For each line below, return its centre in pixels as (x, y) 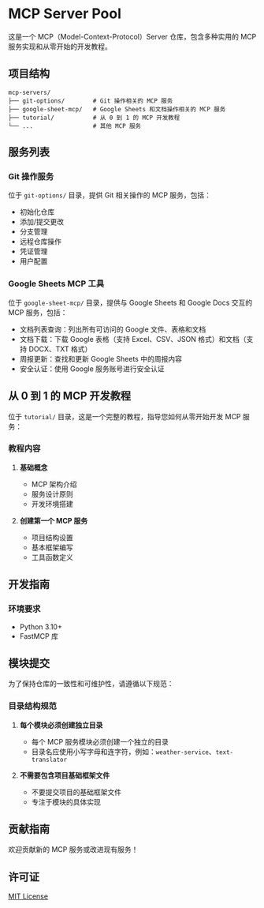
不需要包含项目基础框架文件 (65, 775)
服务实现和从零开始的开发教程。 (60, 46)
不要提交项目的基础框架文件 (76, 792)
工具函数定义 (52, 557)
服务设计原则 (52, 493)
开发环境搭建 (52, 504)
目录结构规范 (33, 706)
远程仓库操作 (40, 242)
